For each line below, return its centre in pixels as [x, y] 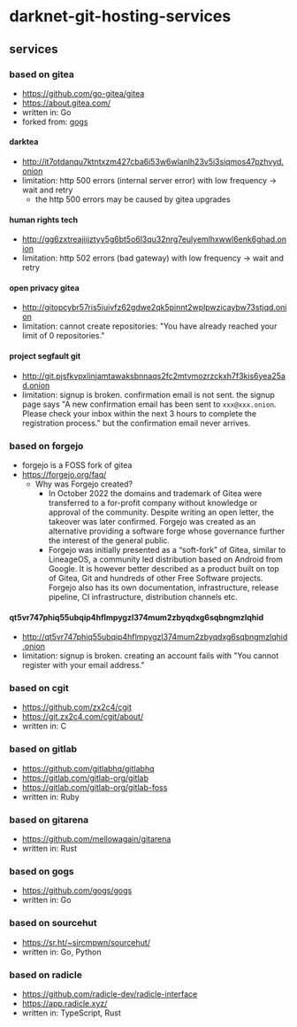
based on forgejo [46, 446]
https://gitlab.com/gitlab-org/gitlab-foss [95, 787]
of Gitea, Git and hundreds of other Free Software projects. [156, 578]
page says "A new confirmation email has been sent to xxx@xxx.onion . [149, 404]
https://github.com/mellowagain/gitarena [96, 839]
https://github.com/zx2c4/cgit [77, 707]
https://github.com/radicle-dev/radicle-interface [110, 993]
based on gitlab [43, 749]
